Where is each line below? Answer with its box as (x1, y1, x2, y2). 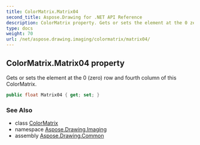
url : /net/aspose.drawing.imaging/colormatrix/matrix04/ (6, 36, 151, 42)
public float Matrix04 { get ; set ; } (6, 92, 100, 98)
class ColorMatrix (14, 119, 58, 127)
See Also (6, 106, 33, 114)
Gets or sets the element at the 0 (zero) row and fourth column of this (6, 74, 177, 81)
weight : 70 (6, 31, 33, 37)
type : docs (6, 25, 33, 31)
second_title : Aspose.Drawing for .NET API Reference (6, 14, 143, 20)
